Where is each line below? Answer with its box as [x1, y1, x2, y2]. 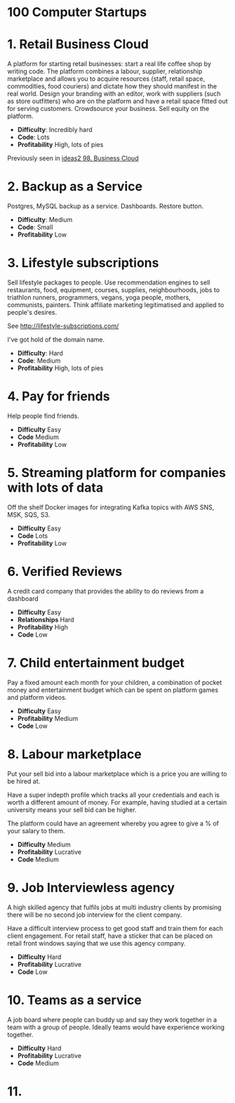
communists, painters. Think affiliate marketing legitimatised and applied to [7, 301, 224, 309]
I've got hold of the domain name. [7, 335, 105, 344]
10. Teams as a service [7, 992, 142, 1008]
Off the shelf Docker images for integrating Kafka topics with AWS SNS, [7, 503, 215, 511]
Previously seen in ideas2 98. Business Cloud [7, 154, 139, 162]
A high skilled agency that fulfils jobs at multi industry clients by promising [7, 903, 222, 911]
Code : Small [17, 223, 53, 232]
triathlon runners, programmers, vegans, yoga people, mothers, [7, 293, 191, 301]
